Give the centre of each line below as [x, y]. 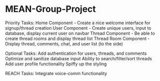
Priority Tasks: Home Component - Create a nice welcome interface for [78, 23]
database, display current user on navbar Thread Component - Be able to [80, 33]
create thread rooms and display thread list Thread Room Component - [78, 39]
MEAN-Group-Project [51, 9]
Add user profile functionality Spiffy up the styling [56, 64]
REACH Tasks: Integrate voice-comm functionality [56, 73]
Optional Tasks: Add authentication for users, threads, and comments [76, 53]
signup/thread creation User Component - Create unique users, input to [78, 28]
